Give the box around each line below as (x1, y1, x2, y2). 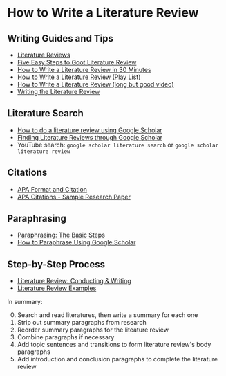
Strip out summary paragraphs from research (17, 319, 147, 327)
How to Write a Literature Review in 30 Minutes (17, 66, 151, 73)
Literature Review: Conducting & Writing (17, 277, 131, 285)
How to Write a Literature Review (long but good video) (17, 80, 174, 88)
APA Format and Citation (17, 185, 88, 193)
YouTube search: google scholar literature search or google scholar (17, 141, 219, 149)
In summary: (7, 298, 43, 306)
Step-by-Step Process (7, 258, 106, 270)
